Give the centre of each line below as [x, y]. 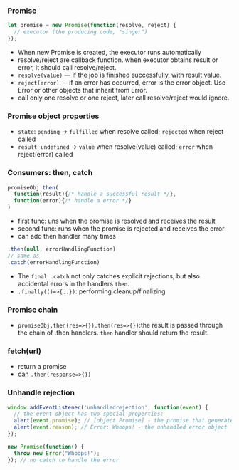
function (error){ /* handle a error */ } [73, 201]
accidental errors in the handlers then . [73, 283]
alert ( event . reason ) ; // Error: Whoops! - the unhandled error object [121, 427]
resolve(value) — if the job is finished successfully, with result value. [119, 75]
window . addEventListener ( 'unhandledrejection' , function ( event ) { [108, 407]
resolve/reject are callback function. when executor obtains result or [118, 60]
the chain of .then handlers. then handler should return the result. [113, 333]
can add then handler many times [67, 236]
